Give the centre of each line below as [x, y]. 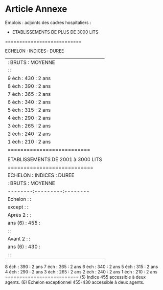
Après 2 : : [19, 215]
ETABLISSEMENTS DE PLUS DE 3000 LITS [55, 32]
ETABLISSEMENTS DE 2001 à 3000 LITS [55, 159]
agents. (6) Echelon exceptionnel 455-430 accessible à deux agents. [75, 282]
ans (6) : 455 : [24, 223]
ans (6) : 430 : [24, 247]
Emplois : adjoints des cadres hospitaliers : [48, 22]
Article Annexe [36, 9]
